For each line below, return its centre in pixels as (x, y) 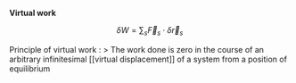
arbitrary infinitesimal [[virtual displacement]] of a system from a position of (148, 59)
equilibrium (30, 68)
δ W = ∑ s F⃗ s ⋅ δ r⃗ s (150, 31)
